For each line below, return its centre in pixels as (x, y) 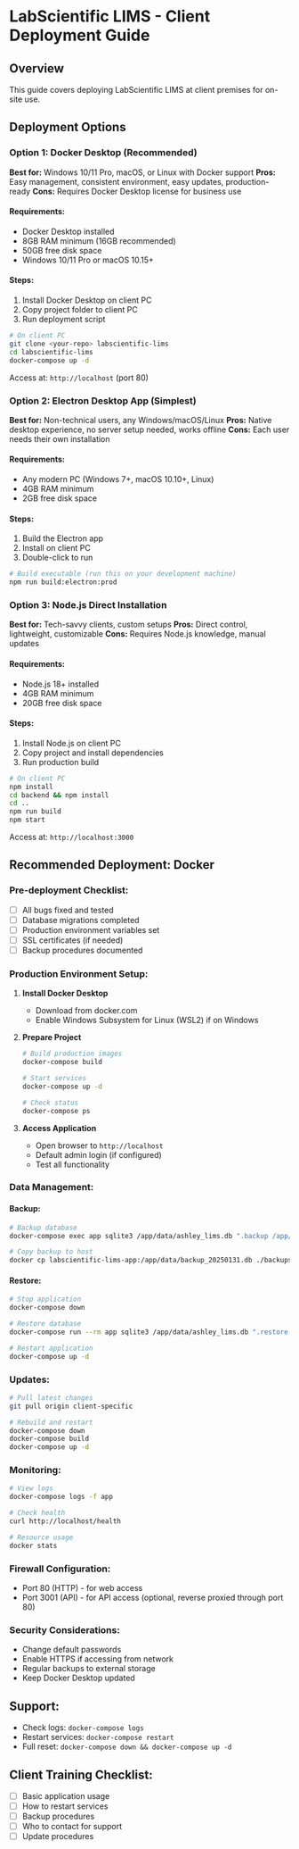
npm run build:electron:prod (63, 582)
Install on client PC (56, 548)
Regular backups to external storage (89, 1669)
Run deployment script (64, 320)
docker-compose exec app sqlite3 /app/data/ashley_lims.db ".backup (139, 1236)
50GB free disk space (62, 250)
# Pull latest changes (51, 1398)
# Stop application (45, 1299)
